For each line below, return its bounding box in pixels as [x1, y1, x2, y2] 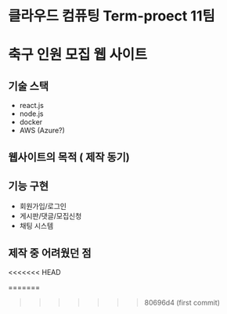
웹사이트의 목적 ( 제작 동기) [8, 150, 131, 164]
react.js [19, 101, 45, 110]
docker [19, 117, 43, 127]
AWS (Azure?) [19, 126, 65, 135]
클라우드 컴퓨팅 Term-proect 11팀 [8, 7, 215, 25]
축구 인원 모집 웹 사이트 [8, 46, 148, 63]
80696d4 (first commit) [144, 298, 221, 308]
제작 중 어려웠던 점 [8, 246, 92, 259]
